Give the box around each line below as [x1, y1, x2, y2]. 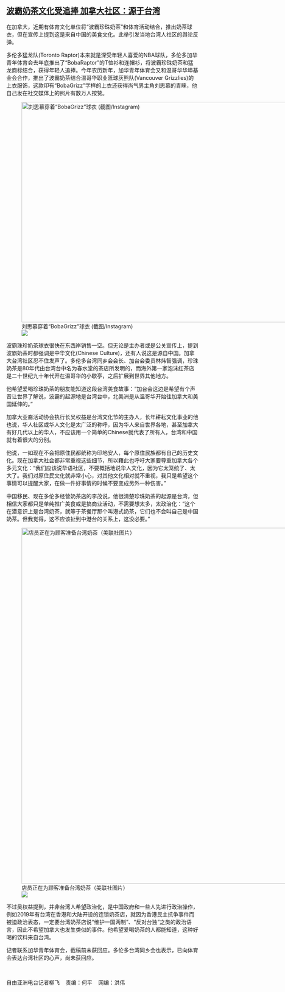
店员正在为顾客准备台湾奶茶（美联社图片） [21, 884, 128, 891]
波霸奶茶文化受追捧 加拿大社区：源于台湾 [6, 5, 160, 16]
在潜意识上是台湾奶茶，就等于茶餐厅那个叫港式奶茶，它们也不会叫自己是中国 [6, 507, 199, 515]
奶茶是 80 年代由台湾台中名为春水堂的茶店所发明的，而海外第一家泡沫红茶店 [6, 364, 195, 371]
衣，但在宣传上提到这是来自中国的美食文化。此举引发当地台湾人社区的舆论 [6, 30, 193, 38]
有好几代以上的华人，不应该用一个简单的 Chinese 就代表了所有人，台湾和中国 [6, 428, 198, 435]
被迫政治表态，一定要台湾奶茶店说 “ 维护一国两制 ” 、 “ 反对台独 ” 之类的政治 [6, 918, 187, 926]
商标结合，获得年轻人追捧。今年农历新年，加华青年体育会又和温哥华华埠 [11, 66, 193, 74]
